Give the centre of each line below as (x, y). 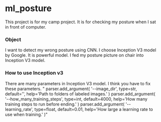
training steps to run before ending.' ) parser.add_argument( (65, 104)
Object (13, 39)
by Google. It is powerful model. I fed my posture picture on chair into (74, 55)
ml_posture (28, 8)
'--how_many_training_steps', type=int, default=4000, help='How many (76, 99)
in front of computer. (26, 27)
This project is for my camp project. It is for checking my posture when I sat (80, 22)
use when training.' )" (26, 114)
